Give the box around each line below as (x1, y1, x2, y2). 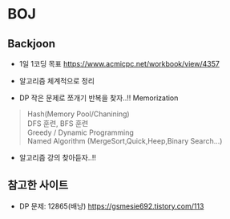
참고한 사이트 (7, 178, 69, 193)
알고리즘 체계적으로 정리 (18, 76, 95, 85)
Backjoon (7, 37, 56, 51)
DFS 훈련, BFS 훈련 (26, 119, 89, 128)
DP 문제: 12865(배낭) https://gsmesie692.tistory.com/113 (18, 201, 204, 211)
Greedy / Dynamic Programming (26, 128, 134, 137)
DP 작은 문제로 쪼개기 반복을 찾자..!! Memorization (18, 93, 179, 103)
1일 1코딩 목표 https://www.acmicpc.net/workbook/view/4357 (18, 59, 220, 68)
